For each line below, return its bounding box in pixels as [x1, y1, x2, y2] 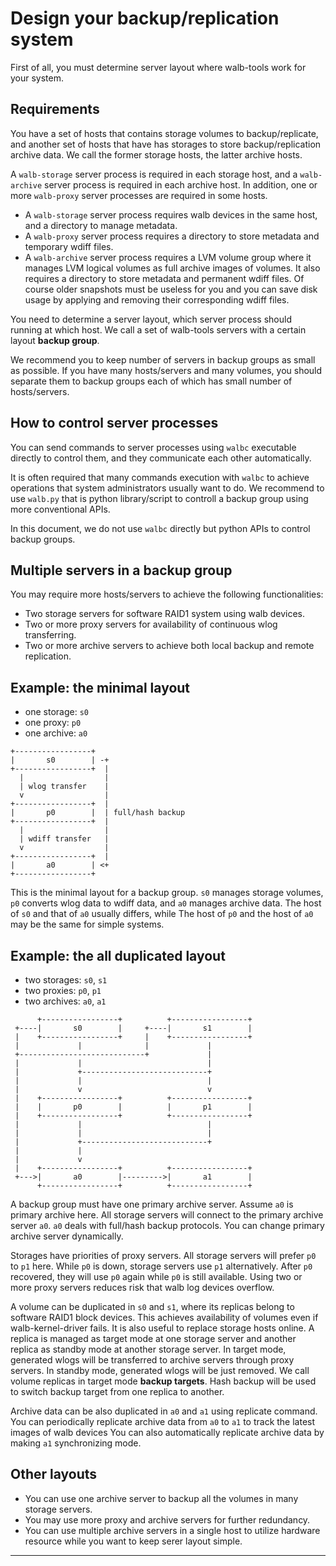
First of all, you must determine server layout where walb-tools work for [10, 61, 307, 73]
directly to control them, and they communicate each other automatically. [10, 452, 312, 464]
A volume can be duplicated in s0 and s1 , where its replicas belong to [10, 1301, 295, 1312]
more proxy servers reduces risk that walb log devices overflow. [10, 1282, 275, 1293]
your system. [10, 72, 65, 84]
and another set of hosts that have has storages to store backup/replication [10, 138, 322, 150]
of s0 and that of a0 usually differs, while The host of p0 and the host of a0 [10, 908, 314, 920]
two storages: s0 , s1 [24, 974, 108, 986]
